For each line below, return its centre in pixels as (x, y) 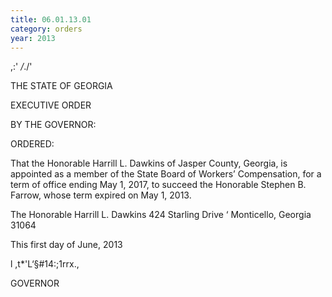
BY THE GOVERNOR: (53, 125)
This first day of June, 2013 (66, 245)
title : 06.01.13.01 (51, 19)
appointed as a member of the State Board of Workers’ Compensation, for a (166, 174)
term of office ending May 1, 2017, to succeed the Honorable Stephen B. (158, 185)
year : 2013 (33, 38)
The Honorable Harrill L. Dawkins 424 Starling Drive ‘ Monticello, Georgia (161, 215)
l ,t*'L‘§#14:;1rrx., (45, 264)
